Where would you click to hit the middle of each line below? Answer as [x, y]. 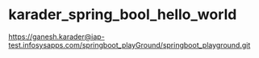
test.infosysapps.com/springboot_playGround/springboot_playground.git [129, 44]
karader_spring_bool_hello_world [123, 15]
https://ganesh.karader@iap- [56, 37]
